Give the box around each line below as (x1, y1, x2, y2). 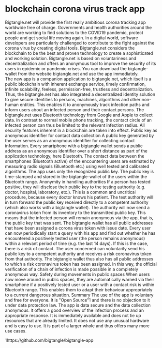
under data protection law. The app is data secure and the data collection (5, 302, 151, 308)
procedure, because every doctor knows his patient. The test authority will (5, 194, 154, 200)
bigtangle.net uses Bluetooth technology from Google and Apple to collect (5, 112, 153, 118)
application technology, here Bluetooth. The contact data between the (5, 153, 145, 159)
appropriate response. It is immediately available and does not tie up (5, 312, 141, 318)
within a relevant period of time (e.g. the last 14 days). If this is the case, (5, 241, 148, 246)
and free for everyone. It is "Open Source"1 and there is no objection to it (5, 297, 150, 303)
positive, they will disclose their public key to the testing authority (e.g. (5, 184, 146, 190)
